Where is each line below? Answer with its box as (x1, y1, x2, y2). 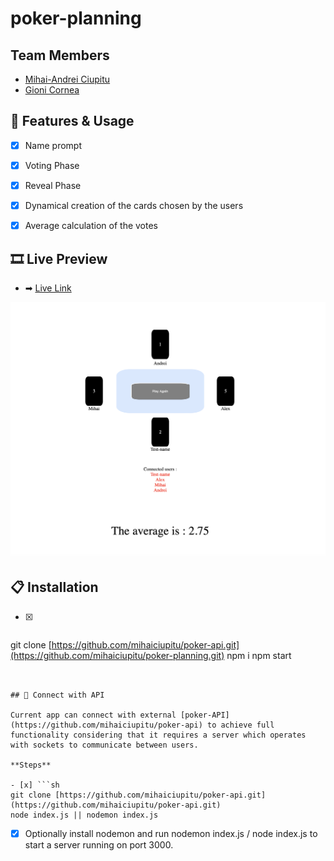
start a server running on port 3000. (24, 838, 174, 851)
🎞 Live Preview (10, 250, 108, 267)
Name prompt (24, 139, 82, 151)
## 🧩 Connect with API (10, 690, 105, 700)
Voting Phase (24, 159, 80, 171)
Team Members (10, 47, 110, 64)
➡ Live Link (24, 282, 72, 294)
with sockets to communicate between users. (10, 740, 199, 750)
